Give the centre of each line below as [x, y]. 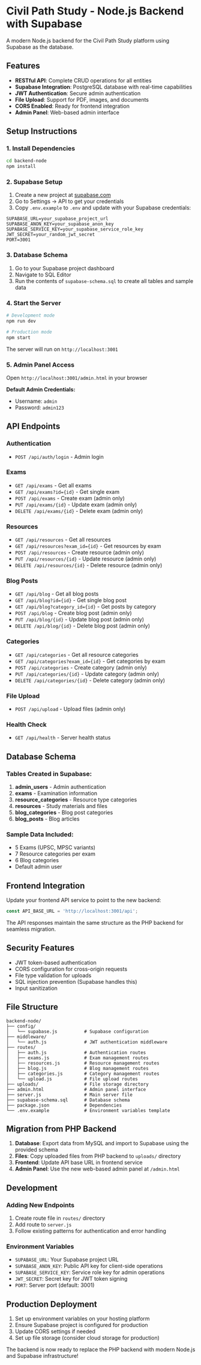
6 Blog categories [37, 860]
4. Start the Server [34, 303]
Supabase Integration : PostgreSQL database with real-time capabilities [103, 87]
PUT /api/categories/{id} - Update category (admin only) [87, 674]
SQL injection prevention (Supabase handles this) [76, 981]
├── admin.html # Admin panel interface [76, 1089]
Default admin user [38, 867]
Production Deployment [52, 1304]
